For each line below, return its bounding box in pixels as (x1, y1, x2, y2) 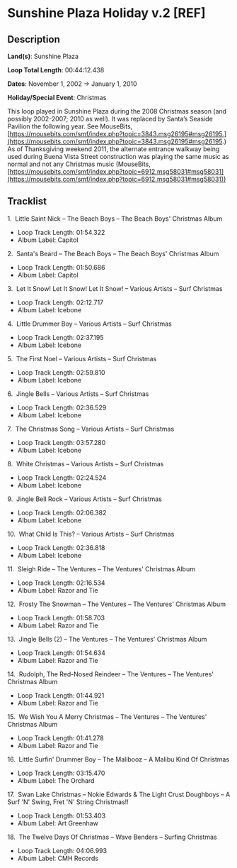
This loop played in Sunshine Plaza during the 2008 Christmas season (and (7, 107, 227, 115)
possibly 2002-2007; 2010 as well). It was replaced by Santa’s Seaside (7, 115, 214, 123)
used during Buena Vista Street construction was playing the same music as (7, 153, 229, 160)
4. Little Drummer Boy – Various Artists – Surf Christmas (7, 319, 172, 328)
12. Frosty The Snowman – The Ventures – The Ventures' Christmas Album (7, 600, 226, 608)
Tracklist (7, 195, 47, 207)
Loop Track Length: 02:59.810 (17, 368, 105, 377)
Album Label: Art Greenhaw (17, 818, 99, 828)
